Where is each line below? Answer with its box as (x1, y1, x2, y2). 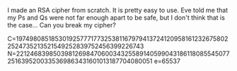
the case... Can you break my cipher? (7, 21, 117, 29)
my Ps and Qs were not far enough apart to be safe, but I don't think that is (7, 13, 225, 22)
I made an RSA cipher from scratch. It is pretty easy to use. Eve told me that (7, 6, 229, 14)
